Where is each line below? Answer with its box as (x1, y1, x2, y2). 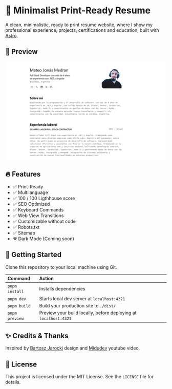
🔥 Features (5, 170, 41, 179)
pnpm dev (7, 296, 27, 302)
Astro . (5, 32, 18, 38)
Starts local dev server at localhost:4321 (39, 295, 125, 302)
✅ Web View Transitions (12, 212, 64, 219)
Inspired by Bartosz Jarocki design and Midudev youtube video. (5, 345, 140, 351)
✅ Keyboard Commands (12, 206, 64, 212)
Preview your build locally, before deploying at (39, 310, 137, 316)
